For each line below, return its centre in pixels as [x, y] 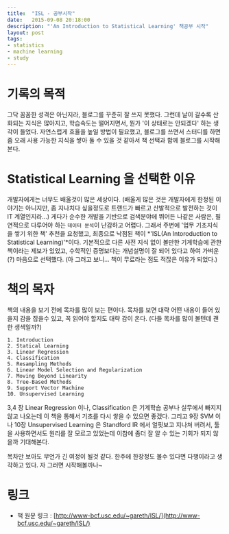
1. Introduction [30, 340]
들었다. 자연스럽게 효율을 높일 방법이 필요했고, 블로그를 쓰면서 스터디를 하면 [120, 132]
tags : [15, 39]
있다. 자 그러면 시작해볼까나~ [64, 465]
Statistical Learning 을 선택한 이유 [101, 179]
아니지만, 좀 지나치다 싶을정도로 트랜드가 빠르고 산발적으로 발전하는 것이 [121, 208]
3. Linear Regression [38, 352]
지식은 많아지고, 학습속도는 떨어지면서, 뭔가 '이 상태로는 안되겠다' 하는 [118, 123]
